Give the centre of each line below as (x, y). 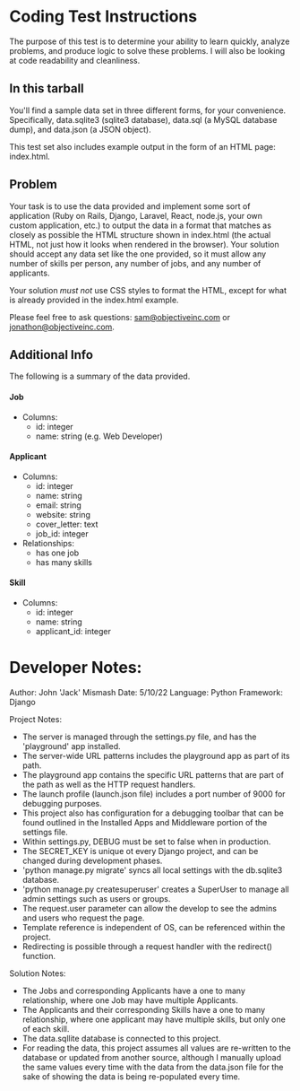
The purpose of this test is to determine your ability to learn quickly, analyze (150, 41)
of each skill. (46, 1028)
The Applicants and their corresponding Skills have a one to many (144, 1009)
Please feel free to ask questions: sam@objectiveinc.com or (120, 317)
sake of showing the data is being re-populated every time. (131, 1076)
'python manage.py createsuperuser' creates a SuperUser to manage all (155, 889)
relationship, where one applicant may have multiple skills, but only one (154, 1019)
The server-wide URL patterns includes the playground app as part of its (156, 755)
